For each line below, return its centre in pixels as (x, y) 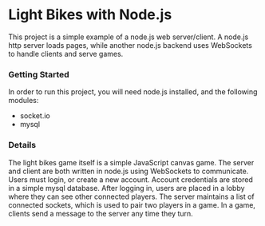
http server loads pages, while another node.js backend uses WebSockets (131, 45)
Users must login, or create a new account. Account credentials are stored (131, 179)
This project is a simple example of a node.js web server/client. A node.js (129, 37)
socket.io (35, 116)
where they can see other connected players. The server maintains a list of (132, 196)
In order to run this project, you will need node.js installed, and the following (133, 92)
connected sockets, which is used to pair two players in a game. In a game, (132, 204)
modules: (24, 101)
